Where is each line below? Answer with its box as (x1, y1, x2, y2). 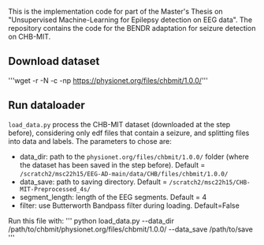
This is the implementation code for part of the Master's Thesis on (8, 7, 223, 16)
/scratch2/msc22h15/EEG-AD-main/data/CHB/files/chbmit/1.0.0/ (19, 170, 229, 178)
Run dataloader (8, 99, 85, 112)
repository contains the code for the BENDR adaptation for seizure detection (8, 24, 256, 32)
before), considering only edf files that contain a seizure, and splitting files (8, 128, 250, 138)
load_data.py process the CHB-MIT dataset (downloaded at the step (8, 119, 231, 129)
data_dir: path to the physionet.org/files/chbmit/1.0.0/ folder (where (19, 152, 250, 161)
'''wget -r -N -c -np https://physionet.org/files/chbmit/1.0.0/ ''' (8, 75, 209, 85)
